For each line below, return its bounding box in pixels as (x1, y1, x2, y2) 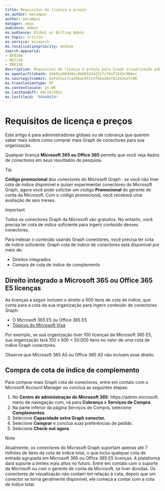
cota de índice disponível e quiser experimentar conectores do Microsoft (5, 182, 152, 188)
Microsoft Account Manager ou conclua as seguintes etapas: (5, 384, 129, 390)
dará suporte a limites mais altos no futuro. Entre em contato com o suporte (5, 460, 158, 466)
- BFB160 (5, 53, 23, 58)
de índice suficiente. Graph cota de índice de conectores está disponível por (5, 242, 160, 248)
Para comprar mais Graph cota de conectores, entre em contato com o (5, 379, 148, 385)
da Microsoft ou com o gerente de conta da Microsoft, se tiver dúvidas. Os (5, 465, 156, 471)
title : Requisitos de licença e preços (5, 7, 87, 12)
